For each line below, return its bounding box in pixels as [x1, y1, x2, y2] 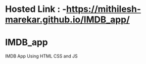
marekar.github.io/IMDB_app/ [5, 14, 130, 25]
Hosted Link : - [5, 3, 67, 15]
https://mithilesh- [66, 3, 141, 15]
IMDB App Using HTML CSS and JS [5, 53, 78, 59]
